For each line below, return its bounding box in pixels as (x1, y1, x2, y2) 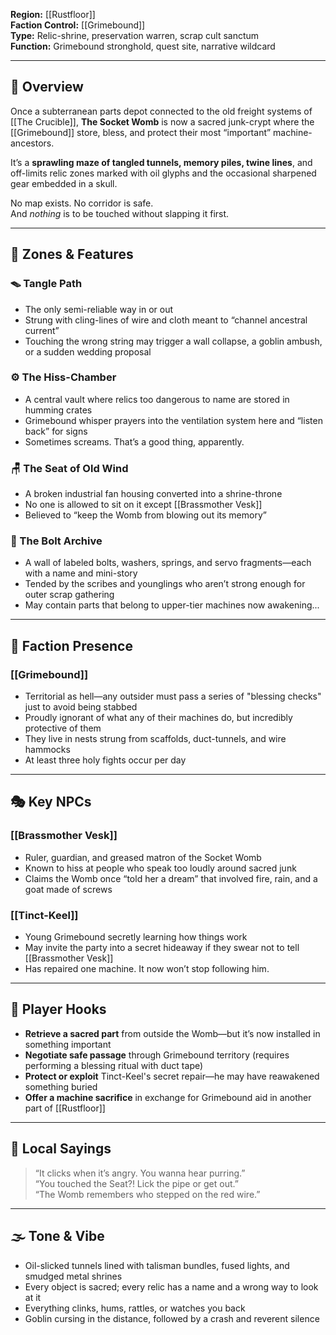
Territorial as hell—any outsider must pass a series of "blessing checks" (24, 690, 322, 703)
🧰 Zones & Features (10, 246, 134, 263)
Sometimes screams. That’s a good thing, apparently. (24, 435, 245, 448)
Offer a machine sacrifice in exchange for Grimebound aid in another (24, 1091, 312, 1103)
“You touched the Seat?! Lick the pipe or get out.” (34, 1177, 239, 1189)
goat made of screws (24, 883, 113, 895)
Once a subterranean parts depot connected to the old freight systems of (10, 105, 313, 117)
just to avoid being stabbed (24, 701, 138, 713)
